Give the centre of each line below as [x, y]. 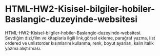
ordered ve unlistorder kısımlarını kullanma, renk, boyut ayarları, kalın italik [80, 43]
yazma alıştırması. [23, 48]
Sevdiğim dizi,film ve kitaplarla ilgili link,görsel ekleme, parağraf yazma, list [80, 38]
